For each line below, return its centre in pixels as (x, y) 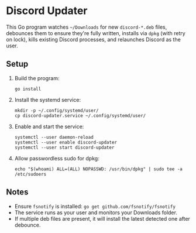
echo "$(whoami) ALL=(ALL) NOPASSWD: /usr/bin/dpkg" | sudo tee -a (98, 169)
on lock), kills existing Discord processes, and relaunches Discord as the (94, 39)
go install (28, 89)
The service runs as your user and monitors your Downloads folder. (96, 213)
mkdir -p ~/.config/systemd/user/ (56, 110)
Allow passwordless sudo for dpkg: (57, 158)
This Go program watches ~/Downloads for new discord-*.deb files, (87, 27)
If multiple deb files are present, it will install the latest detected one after (102, 218)
